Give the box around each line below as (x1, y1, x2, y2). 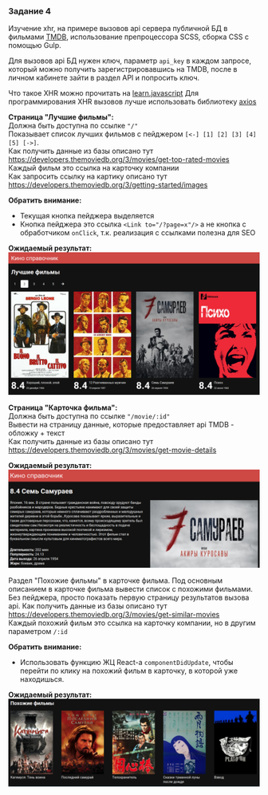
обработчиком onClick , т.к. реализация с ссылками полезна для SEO (19, 228, 256, 238)
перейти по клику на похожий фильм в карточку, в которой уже (19, 666, 238, 675)
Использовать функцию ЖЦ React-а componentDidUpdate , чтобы (19, 657, 234, 667)
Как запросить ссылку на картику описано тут (8, 171, 167, 181)
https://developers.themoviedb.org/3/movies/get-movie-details (8, 445, 217, 455)
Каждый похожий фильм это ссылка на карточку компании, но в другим (8, 618, 257, 628)
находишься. (19, 674, 65, 683)
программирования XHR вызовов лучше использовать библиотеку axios (8, 97, 257, 107)
